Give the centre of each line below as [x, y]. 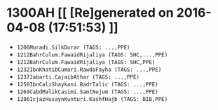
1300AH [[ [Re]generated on [90, 13]
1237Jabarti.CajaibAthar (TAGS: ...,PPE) [78, 77]
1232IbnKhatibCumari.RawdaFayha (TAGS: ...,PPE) [89, 70]
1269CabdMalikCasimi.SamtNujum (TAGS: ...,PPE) [87, 92]
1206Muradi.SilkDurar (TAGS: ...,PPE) [73, 47]
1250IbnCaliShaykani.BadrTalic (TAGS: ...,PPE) [87, 84]
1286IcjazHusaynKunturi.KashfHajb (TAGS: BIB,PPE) [92, 99]
